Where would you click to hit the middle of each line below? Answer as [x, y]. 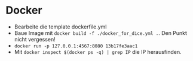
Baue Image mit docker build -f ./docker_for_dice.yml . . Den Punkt [101, 33]
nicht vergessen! [35, 39]
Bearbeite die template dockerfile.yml [60, 27]
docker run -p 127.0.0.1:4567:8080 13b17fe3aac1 [76, 46]
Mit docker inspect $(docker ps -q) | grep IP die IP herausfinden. [98, 52]
